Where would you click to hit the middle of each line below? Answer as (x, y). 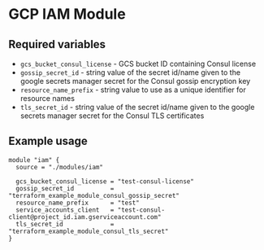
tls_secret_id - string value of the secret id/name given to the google (137, 107)
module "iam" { (34, 160)
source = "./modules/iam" (60, 167)
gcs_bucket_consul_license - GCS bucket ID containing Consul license (138, 64)
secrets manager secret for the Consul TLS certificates (112, 116)
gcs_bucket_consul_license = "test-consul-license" (105, 181)
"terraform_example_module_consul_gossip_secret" (94, 195)
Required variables (57, 44)
